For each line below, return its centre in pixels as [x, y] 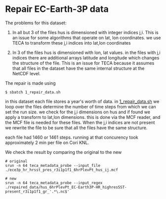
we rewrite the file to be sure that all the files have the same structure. [76, 128]
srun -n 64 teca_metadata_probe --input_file [53, 165]
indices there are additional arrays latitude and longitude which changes [86, 57]
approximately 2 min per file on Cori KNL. [47, 143]
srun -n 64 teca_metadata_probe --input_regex [54, 183]
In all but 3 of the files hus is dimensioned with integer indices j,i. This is [85, 32]
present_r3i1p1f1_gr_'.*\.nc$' [37, 192]
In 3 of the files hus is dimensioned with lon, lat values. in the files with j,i [86, 52]
